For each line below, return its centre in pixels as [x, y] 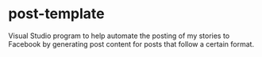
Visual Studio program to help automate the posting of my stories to [119, 36]
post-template [56, 14]
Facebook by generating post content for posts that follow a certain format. [131, 44]
